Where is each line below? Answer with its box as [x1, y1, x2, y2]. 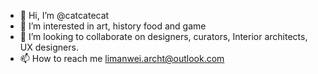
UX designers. [19, 41, 79, 53]
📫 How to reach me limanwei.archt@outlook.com [19, 53, 225, 64]
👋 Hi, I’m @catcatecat [19, 10, 110, 21]
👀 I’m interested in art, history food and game [19, 20, 207, 32]
